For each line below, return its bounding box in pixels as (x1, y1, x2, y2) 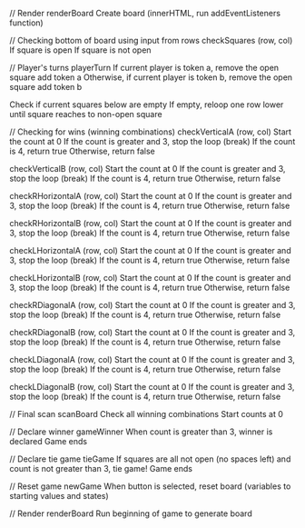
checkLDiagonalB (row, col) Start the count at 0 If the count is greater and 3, (9, 382, 295, 392)
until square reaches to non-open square (9, 109, 162, 119)
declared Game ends (9, 436, 88, 446)
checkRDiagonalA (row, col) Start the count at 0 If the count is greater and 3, (9, 300, 296, 310)
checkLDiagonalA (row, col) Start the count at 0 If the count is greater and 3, (9, 354, 295, 364)
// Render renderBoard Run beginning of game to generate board (9, 508, 252, 519)
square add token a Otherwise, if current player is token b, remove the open (9, 72, 293, 83)
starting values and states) (9, 491, 109, 501)
